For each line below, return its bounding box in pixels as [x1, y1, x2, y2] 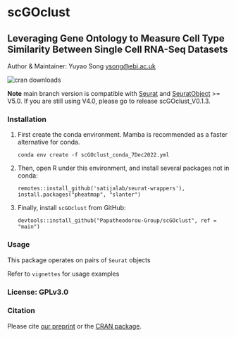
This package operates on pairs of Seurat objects [7, 255, 151, 264]
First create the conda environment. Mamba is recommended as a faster [17, 130, 228, 139]
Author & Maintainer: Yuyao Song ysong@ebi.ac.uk [7, 62, 156, 71]
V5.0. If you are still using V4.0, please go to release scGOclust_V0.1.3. [7, 97, 211, 105]
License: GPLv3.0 [7, 287, 69, 297]
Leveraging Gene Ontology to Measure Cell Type [7, 32, 225, 44]
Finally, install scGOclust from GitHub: [17, 204, 126, 212]
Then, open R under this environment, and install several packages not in [17, 164, 230, 173]
